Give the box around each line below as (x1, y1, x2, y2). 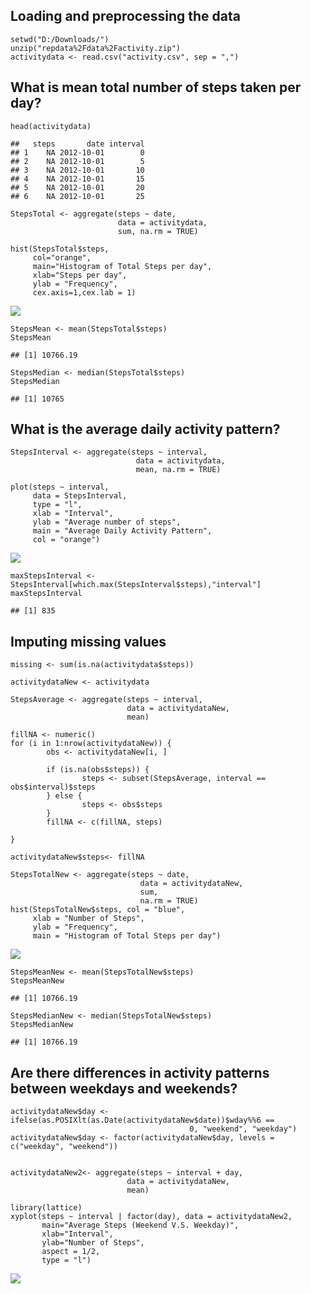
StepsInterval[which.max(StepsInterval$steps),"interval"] (10, 580, 262, 590)
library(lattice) (10, 1203, 83, 1213)
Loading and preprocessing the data (10, 8, 241, 25)
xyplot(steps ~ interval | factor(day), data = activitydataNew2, (10, 1212, 293, 1222)
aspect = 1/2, (41, 1247, 101, 1257)
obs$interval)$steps (10, 782, 97, 793)
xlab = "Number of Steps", (32, 914, 145, 924)
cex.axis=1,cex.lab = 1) (32, 287, 137, 298)
